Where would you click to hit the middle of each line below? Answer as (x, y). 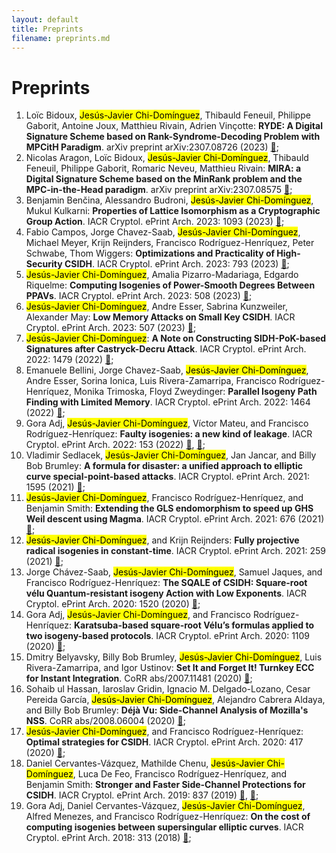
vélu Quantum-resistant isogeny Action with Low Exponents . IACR (166, 593)
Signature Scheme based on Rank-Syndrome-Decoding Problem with (173, 137)
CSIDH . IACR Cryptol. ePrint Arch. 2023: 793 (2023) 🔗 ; (177, 264)
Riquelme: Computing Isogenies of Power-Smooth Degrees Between (170, 285)
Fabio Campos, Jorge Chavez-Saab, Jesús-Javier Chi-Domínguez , (163, 232)
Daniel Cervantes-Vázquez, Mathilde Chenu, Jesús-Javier (145, 763)
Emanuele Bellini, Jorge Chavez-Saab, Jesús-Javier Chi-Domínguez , (167, 370)
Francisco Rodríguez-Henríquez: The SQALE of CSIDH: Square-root (166, 583)
